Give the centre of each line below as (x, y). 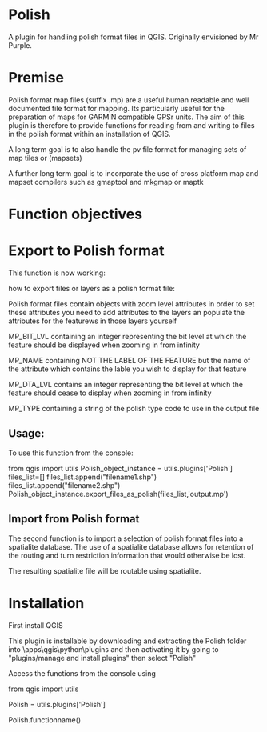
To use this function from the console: (71, 453)
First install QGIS (36, 625)
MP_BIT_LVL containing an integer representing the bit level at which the (128, 336)
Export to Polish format (87, 251)
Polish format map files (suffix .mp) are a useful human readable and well (129, 100)
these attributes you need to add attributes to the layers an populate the (127, 312)
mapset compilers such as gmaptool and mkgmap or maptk (106, 182)
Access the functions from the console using (82, 673)
